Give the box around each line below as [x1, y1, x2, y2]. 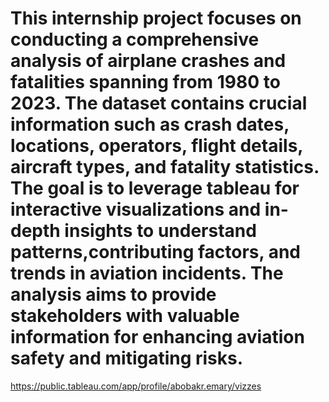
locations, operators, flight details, [10, 135, 303, 157]
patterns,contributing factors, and [10, 241, 302, 264]
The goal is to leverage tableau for [10, 177, 300, 200]
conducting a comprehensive [10, 28, 260, 51]
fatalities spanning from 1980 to [10, 71, 281, 94]
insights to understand [64, 220, 257, 242]
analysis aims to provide [10, 283, 217, 306]
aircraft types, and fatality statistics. [10, 156, 320, 179]
